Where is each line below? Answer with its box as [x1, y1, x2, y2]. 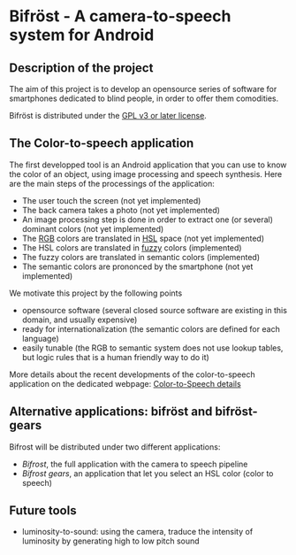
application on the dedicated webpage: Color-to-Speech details [9, 378, 241, 389]
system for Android [9, 25, 155, 45]
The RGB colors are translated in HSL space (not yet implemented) [21, 233, 265, 243]
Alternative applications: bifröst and [9, 405, 213, 420]
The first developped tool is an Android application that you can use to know [9, 159, 287, 170]
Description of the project [9, 60, 154, 75]
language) [21, 333, 59, 343]
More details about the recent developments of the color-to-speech [9, 369, 255, 380]
